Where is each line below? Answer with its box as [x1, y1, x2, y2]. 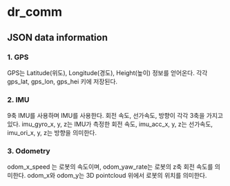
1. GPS [7, 52, 29, 62]
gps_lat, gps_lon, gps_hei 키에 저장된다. [7, 77, 118, 85]
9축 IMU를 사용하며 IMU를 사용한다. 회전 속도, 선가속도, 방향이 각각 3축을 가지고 [7, 112, 223, 120]
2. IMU [7, 94, 30, 104]
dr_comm [7, 4, 63, 20]
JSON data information [7, 32, 108, 43]
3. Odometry [7, 146, 50, 156]
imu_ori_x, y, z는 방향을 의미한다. [7, 129, 97, 137]
